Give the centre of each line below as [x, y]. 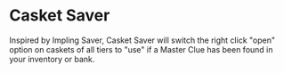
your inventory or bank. [52, 59]
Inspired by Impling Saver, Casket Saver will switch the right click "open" [142, 40]
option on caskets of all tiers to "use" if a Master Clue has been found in [141, 49]
